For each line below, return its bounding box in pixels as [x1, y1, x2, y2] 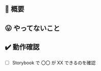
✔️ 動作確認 [5, 43, 40, 52]
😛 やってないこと [5, 23, 60, 32]
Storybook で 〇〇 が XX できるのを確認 [12, 59, 96, 65]
